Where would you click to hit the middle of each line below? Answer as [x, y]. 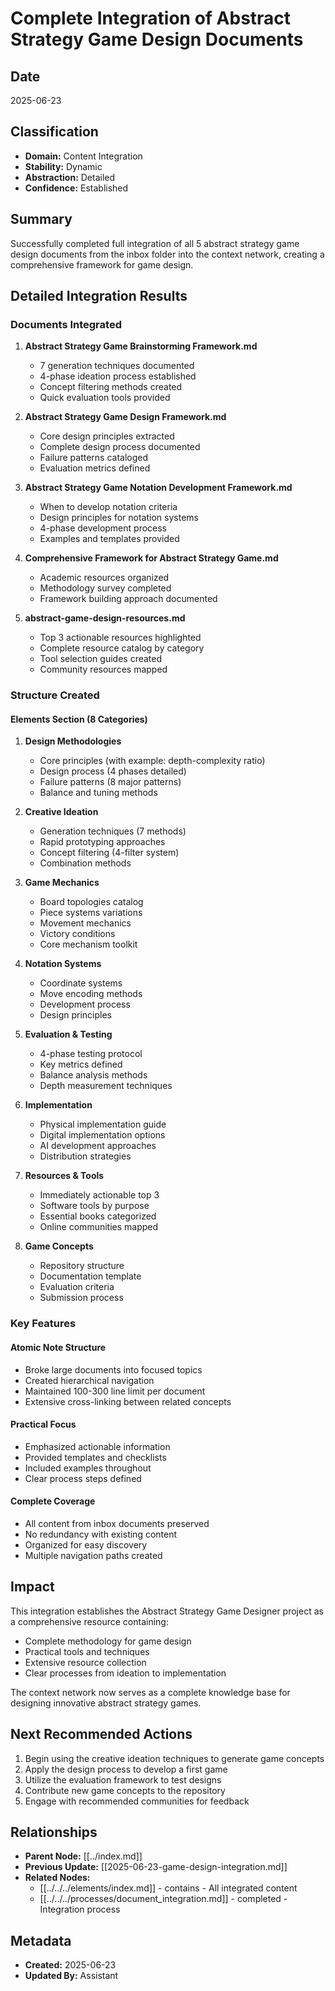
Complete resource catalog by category [122, 648]
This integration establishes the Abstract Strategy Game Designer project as [167, 1611]
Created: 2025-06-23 [70, 1965]
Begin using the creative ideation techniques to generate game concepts [174, 1758]
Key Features [43, 1324]
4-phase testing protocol [91, 1054]
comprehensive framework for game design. [102, 264]
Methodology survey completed [105, 588]
